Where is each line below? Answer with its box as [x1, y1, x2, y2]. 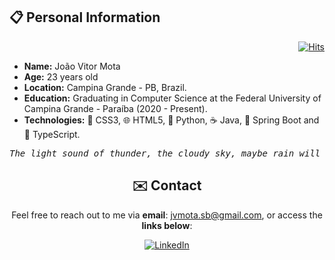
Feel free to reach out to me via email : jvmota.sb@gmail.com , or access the [11, 209, 323, 221]
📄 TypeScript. [23, 128, 81, 140]
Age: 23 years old [23, 70, 99, 83]
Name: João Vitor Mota [23, 60, 121, 72]
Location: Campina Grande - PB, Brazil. [23, 81, 187, 93]
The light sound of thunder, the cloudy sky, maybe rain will [9, 147, 321, 159]
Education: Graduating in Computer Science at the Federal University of [23, 92, 322, 104]
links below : [141, 219, 193, 231]
